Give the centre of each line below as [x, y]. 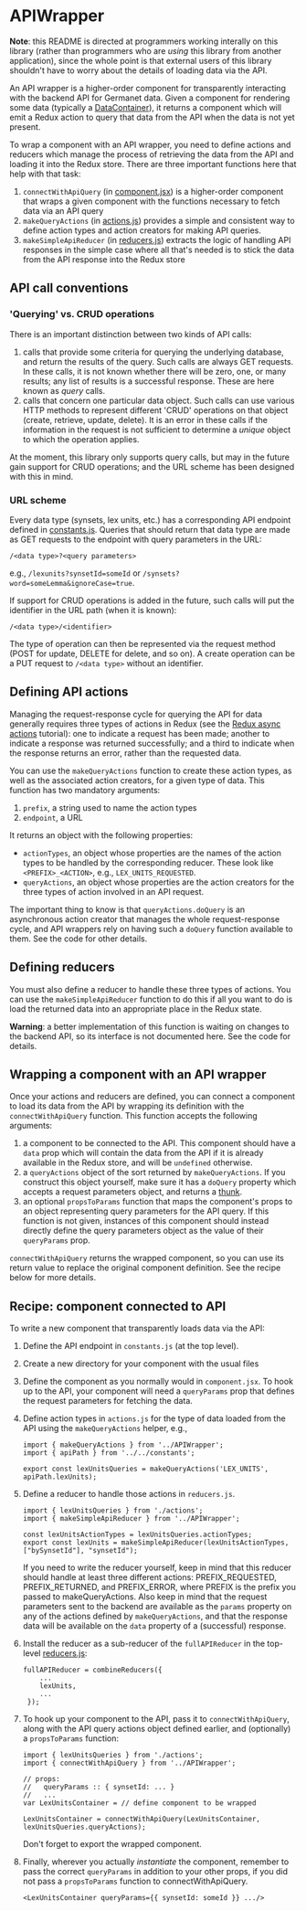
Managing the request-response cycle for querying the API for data [136, 714]
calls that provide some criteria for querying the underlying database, [153, 352]
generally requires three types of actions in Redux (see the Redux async [145, 724]
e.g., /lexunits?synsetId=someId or [75, 573]
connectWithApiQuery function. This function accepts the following [133, 1116]
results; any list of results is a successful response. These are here [148, 381]
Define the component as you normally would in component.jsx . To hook [158, 1382]
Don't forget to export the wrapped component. [112, 1844]
